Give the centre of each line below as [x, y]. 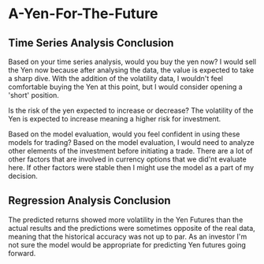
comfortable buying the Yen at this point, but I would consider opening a [125, 87]
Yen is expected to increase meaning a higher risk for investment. [115, 119]
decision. [23, 176]
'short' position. [33, 95]
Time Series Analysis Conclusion [91, 43]
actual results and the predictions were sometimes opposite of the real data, [132, 228]
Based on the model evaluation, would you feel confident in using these [124, 134]
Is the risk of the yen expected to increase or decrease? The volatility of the [131, 110]
